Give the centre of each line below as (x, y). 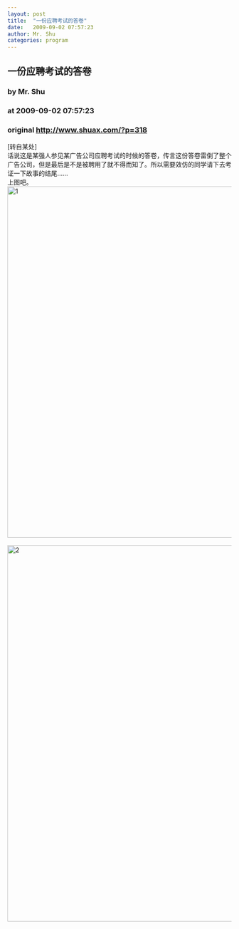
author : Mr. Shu (31, 34)
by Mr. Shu (26, 92)
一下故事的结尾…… (41, 173)
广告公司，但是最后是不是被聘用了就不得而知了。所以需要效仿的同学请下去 (116, 164)
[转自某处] (22, 146)
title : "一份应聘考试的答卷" (47, 21)
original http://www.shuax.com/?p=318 (78, 130)
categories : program (38, 41)
